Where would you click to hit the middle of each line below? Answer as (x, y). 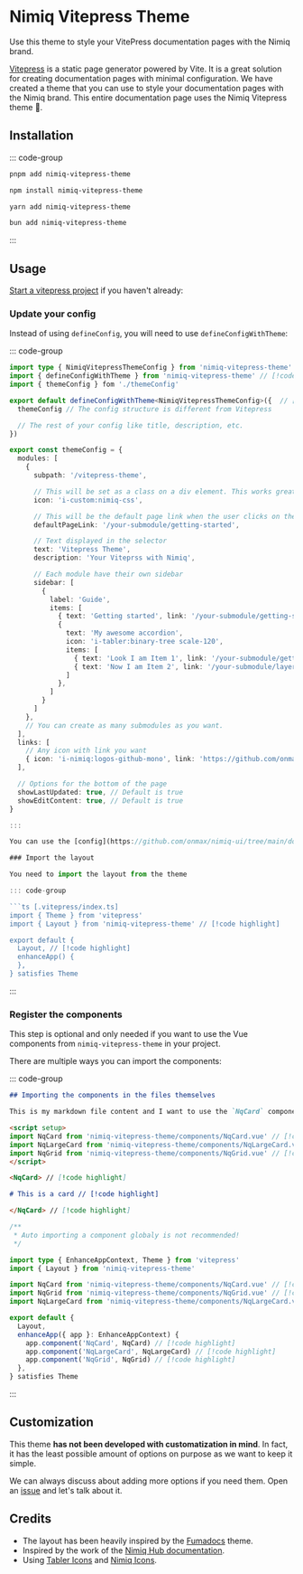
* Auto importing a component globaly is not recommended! (127, 1235)
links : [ (34, 742)
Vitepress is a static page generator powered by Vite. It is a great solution (146, 69)
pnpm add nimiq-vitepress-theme (70, 174)
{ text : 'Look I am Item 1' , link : (140, 658)
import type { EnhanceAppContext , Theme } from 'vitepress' (125, 1260)
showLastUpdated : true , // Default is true (100, 792)
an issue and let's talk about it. (66, 1490)
